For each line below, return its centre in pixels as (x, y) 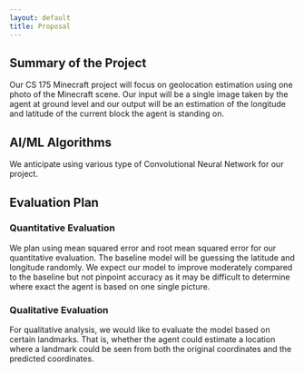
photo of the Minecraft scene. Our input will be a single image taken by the (149, 94)
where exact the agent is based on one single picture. (110, 286)
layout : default (40, 18)
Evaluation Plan (54, 202)
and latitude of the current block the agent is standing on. (117, 113)
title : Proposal (40, 26)
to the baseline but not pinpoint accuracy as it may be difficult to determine (150, 277)
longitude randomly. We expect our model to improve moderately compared (151, 267)
